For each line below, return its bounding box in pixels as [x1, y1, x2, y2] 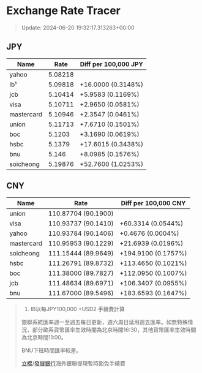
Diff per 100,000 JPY [80, 59, 144, 68]
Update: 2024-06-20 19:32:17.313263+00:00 [21, 24, 135, 31]
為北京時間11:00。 [21, 333, 67, 341]
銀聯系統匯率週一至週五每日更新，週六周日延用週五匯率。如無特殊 [21, 318, 188, 325]
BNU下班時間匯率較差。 [21, 347, 81, 354]
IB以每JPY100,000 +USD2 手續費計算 [30, 305, 125, 312]
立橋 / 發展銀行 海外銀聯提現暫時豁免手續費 [21, 360, 125, 367]
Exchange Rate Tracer [6, 4, 121, 18]
